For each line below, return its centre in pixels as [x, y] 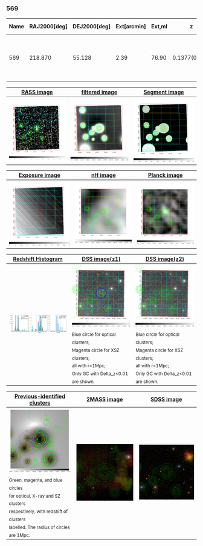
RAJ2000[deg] [48, 27]
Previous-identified [40, 396]
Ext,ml [159, 27]
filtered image [99, 92]
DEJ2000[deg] [91, 27]
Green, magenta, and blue [36, 480]
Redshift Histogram [38, 259]
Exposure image [39, 175]
